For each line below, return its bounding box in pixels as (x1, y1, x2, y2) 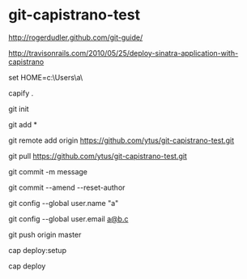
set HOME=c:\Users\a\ (8, 72, 83, 82)
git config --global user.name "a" (8, 198, 119, 208)
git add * (8, 119, 38, 129)
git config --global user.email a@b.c (8, 213, 129, 224)
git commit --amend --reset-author (8, 182, 126, 192)
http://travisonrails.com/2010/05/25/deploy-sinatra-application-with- (8, 48, 239, 58)
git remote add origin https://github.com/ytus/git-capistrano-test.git (8, 135, 235, 145)
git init (8, 104, 30, 114)
